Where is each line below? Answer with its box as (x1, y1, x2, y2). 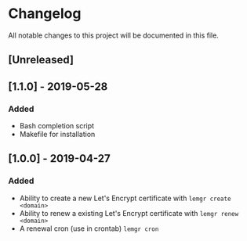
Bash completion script (19, 121, 95, 131)
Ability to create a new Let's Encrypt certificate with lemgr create (19, 193, 231, 203)
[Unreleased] (8, 53, 74, 67)
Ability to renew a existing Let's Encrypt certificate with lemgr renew (19, 208, 239, 218)
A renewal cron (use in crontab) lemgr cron (19, 224, 159, 233)
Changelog (8, 5, 82, 23)
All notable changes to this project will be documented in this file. (8, 31, 220, 40)
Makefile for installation (19, 130, 96, 139)
